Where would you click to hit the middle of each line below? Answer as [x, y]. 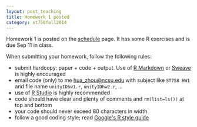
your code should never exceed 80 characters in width [81, 111]
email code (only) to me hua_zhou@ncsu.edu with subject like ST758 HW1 [102, 80]
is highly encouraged [40, 74]
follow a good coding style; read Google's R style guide [82, 118]
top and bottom [33, 105]
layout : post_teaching [34, 11]
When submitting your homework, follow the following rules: [79, 57]
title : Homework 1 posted [38, 17]
